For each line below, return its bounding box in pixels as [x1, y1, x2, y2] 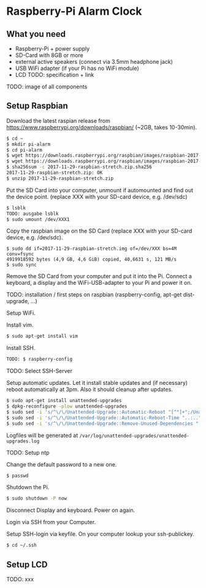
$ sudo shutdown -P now [6, 495, 67, 501]
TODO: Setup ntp [6, 449, 50, 456]
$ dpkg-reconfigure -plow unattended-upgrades [6, 403, 128, 409]
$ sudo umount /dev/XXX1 [6, 216, 70, 222]
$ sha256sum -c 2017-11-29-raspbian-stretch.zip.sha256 [6, 164, 152, 170]
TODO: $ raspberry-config [6, 356, 72, 363]
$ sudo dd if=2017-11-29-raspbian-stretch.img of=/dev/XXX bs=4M [6, 246, 177, 252]
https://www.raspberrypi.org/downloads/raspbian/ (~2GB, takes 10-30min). [6, 123, 197, 131]
